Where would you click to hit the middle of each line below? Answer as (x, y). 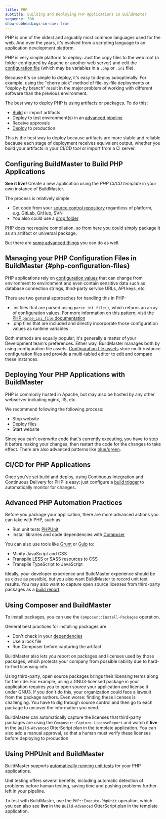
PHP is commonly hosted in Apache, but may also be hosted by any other (80, 394)
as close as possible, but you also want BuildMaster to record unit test (76, 579)
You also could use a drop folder (45, 218)
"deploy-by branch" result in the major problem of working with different (79, 88)
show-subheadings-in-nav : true (37, 23)
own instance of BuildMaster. (35, 189)
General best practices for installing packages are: (56, 627)
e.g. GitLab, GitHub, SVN (38, 213)
